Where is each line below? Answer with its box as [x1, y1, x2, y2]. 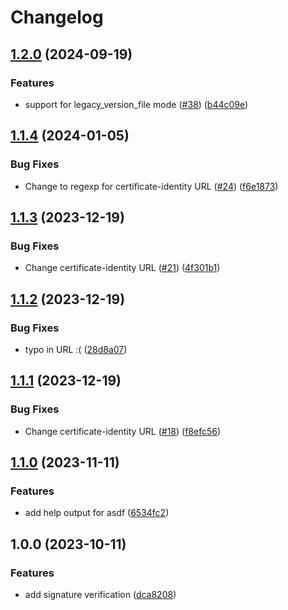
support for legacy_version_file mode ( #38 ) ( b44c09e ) [24, 98, 249, 110]
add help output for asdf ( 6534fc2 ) [24, 507, 170, 519]
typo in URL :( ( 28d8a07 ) [24, 343, 128, 355]
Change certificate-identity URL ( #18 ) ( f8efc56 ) [24, 425, 222, 437]
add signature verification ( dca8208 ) [24, 589, 177, 600]
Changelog [10, 6, 104, 29]
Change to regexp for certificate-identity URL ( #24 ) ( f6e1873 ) [24, 180, 279, 192]
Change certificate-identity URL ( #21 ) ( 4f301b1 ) [24, 262, 221, 274]
